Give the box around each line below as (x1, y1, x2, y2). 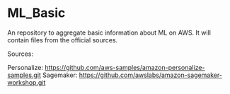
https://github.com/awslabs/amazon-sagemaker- (79, 71, 223, 79)
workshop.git (7, 78, 46, 86)
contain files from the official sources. (7, 35, 118, 44)
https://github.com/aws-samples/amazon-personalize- (45, 63, 205, 71)
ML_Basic (7, 5, 66, 21)
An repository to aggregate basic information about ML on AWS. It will (7, 28, 211, 37)
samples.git (7, 71, 41, 79)
